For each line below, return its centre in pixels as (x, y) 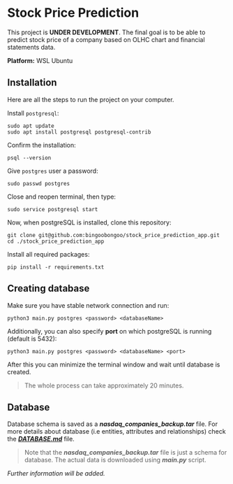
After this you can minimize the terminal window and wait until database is (114, 364)
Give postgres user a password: (53, 171)
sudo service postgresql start (53, 209)
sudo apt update (31, 126)
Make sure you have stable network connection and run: (88, 305)
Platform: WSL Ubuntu (40, 60)
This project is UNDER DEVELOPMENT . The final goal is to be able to (106, 32)
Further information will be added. (57, 474)
